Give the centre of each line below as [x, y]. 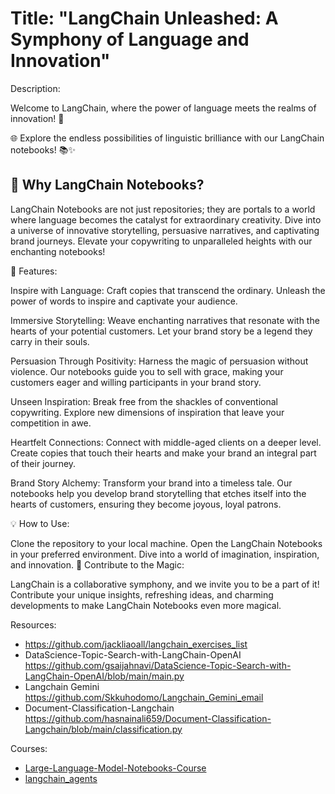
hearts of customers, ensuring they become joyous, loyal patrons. [146, 504]
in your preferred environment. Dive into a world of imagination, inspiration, [165, 554]
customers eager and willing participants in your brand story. [136, 382]
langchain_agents [61, 778]
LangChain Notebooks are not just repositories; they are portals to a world [163, 209]
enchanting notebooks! [58, 251]
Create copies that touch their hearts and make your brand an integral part [163, 453]
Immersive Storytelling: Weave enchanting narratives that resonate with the [165, 320]
